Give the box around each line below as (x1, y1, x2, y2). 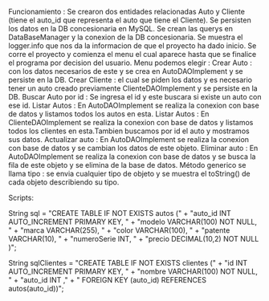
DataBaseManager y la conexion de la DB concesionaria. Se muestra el (8, 32, 243, 42)
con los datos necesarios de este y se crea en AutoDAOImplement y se (8, 67, 243, 75)
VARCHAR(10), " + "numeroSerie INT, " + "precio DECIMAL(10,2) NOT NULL (8, 234, 259, 243)
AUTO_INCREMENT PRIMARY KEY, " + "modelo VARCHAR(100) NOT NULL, (8, 217, 258, 226)
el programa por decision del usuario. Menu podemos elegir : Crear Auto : (8, 58, 253, 67)
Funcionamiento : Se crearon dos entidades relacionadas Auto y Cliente (8, 7, 245, 16)
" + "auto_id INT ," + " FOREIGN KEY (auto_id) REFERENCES (8, 275, 207, 284)
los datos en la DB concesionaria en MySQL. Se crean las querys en (8, 24, 233, 33)
